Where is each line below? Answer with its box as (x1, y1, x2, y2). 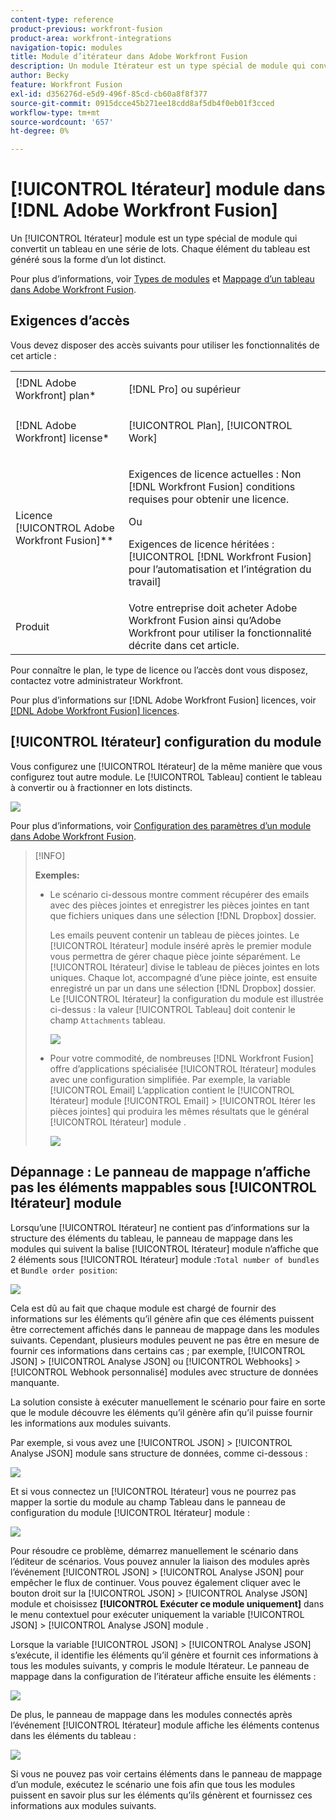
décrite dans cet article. (128, 638, 240, 652)
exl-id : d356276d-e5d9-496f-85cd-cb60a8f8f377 (10, 89, 208, 99)
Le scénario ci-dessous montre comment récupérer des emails (49, 888, 310, 900)
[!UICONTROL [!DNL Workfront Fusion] (128, 549, 312, 563)
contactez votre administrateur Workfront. (10, 674, 184, 686)
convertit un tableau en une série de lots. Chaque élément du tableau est (10, 243, 311, 255)
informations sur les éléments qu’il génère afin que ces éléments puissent (10, 1312, 315, 1325)
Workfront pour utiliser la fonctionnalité (128, 626, 312, 640)
